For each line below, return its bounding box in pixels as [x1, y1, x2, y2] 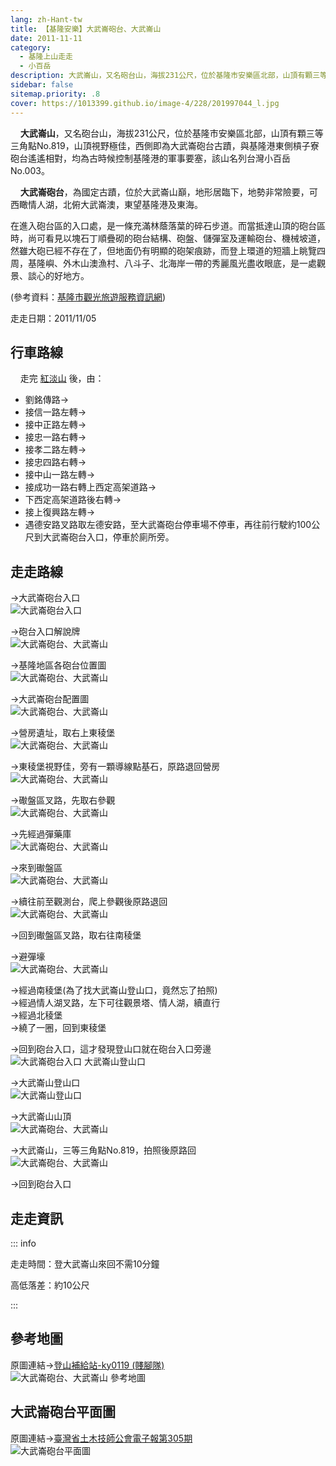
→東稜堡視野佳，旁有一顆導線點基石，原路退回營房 [10, 761, 221, 773]
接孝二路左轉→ [24, 444, 87, 456]
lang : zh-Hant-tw [10, 14, 83, 25]
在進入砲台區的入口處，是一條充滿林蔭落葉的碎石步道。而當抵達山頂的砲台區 [10, 219, 326, 231]
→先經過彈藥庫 [10, 828, 72, 840]
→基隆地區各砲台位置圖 [10, 659, 107, 671]
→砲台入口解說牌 [10, 626, 81, 638]
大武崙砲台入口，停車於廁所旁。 [42, 531, 175, 543]
